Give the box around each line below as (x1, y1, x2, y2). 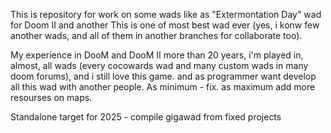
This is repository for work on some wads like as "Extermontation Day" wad (10, 9, 322, 20)
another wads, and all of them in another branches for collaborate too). (10, 30, 303, 41)
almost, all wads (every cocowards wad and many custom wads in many (10, 60, 309, 71)
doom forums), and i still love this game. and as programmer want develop (10, 70, 317, 82)
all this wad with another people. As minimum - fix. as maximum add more (10, 81, 316, 93)
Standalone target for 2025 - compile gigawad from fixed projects (10, 111, 282, 123)
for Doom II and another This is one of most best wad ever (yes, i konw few (10, 19, 320, 31)
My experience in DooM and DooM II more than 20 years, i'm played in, (10, 49, 304, 61)
